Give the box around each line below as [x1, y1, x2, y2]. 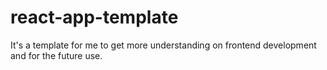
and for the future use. [10, 49, 103, 61]
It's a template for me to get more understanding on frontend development [10, 39, 317, 51]
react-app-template [10, 6, 179, 29]
